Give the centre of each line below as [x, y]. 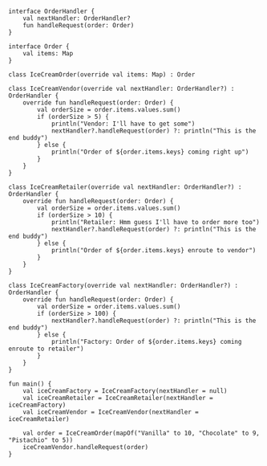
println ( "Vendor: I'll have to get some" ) [123, 124]
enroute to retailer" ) [46, 349]
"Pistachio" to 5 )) [41, 440]
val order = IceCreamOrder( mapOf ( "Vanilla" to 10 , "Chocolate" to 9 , [142, 433]
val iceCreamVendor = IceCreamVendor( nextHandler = [111, 412]
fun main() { [30, 384]
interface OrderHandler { [51, 11]
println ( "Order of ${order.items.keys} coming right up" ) [150, 152]
